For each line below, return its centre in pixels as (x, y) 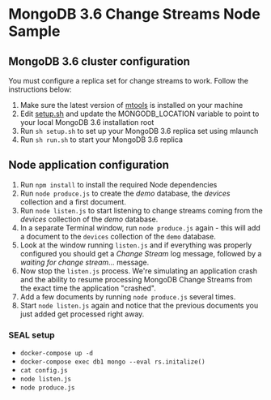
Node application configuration (89, 165)
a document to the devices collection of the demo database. (118, 236)
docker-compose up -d (56, 354)
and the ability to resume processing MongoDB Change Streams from (136, 279)
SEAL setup (32, 335)
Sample (34, 31)
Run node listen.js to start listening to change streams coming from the (141, 210)
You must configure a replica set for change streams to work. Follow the (129, 81)
